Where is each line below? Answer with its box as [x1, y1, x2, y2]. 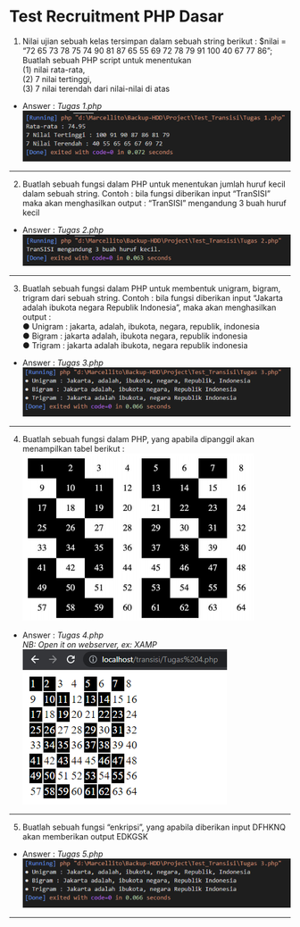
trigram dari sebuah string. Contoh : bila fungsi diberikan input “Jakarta [21, 292, 284, 303]
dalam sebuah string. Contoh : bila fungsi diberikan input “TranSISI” [21, 188, 271, 199]
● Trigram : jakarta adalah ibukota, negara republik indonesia [21, 339, 248, 350]
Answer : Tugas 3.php [21, 357, 104, 368]
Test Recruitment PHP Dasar [9, 6, 224, 27]
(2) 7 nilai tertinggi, [21, 73, 92, 84]
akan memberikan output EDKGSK [21, 831, 149, 841]
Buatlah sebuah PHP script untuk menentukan [21, 54, 192, 65]
